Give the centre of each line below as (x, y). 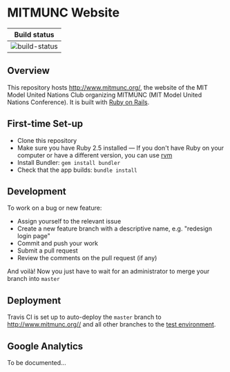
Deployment (34, 301)
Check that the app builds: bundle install (77, 170)
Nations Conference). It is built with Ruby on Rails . (78, 102)
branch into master (33, 279)
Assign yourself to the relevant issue (69, 222)
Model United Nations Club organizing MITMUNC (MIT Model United (105, 95)
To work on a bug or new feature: (55, 208)
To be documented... (37, 363)
